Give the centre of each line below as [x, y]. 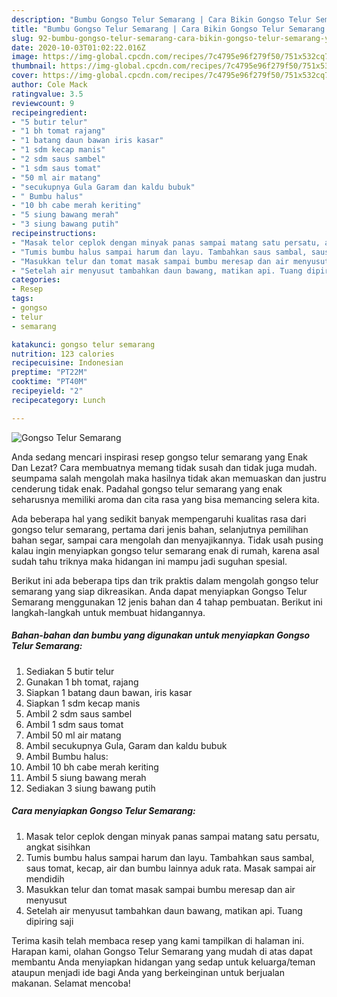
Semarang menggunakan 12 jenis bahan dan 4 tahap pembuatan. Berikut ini [167, 602]
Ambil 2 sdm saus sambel [79, 713]
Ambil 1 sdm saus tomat [74, 724]
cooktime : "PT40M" [49, 382]
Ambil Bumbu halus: [67, 756]
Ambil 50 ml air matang [73, 735]
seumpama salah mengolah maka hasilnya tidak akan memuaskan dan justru [169, 478]
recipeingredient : [49, 112]
